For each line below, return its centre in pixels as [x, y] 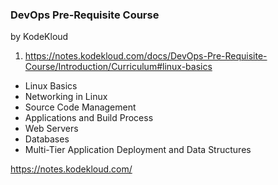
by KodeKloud [39, 37]
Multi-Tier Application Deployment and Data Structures [138, 150]
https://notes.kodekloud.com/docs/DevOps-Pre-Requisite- [146, 56]
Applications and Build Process [89, 118]
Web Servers [51, 129]
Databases [47, 139]
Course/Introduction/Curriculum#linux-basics [118, 67]
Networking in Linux [66, 97]
